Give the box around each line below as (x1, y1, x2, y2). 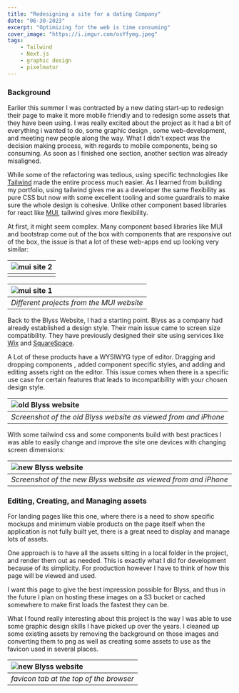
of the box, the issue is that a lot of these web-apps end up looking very (7, 237, 219, 246)
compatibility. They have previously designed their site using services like (7, 331, 224, 339)
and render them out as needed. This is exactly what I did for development (7, 557, 226, 565)
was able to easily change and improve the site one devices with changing (7, 437, 226, 447)
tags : (7, 37, 24, 44)
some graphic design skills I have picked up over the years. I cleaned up (7, 622, 220, 631)
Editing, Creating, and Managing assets (7, 496, 148, 506)
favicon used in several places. (7, 644, 98, 654)
